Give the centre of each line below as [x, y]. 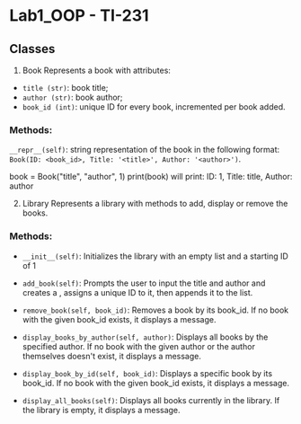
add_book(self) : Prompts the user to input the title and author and [144, 283]
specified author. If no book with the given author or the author [139, 346]
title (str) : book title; [65, 88]
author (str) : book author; [72, 97]
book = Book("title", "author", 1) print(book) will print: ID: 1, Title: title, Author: [151, 177]
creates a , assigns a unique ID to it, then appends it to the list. [137, 292]
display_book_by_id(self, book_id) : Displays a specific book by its [147, 373]
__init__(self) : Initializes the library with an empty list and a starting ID [155, 256]
